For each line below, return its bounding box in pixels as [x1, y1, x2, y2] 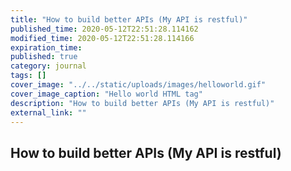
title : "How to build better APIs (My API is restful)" [10, 14, 248, 25]
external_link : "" [10, 107, 87, 118]
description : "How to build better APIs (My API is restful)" [10, 98, 275, 108]
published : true [10, 52, 78, 62]
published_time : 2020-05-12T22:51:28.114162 [10, 24, 199, 34]
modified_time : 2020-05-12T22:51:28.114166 [10, 33, 195, 43]
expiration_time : [10, 42, 83, 53]
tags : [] [10, 71, 47, 81]
